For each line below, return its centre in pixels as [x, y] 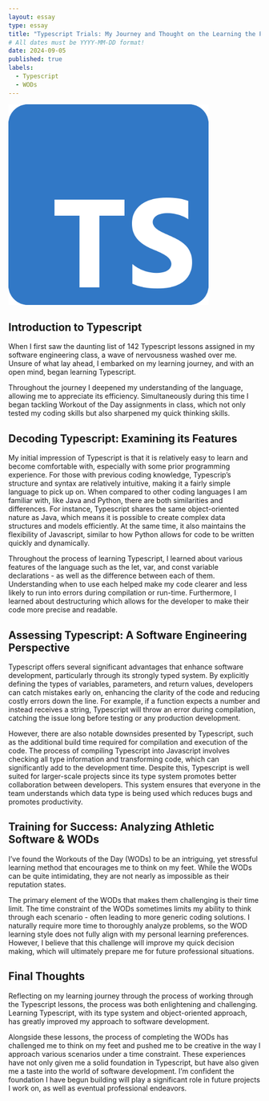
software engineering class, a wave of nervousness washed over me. [123, 355]
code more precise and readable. [63, 610]
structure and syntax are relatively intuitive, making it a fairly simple [119, 483]
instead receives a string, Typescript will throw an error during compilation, [132, 709]
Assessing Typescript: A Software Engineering [128, 635]
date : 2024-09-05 [37, 51]
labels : [21, 68]
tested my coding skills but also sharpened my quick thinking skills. [119, 413]
